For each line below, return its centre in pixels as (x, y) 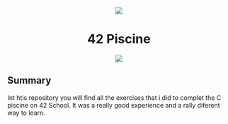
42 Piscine (119, 39)
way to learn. (27, 113)
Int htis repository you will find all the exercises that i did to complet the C (114, 97)
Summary (29, 80)
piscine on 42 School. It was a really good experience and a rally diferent (114, 105)
